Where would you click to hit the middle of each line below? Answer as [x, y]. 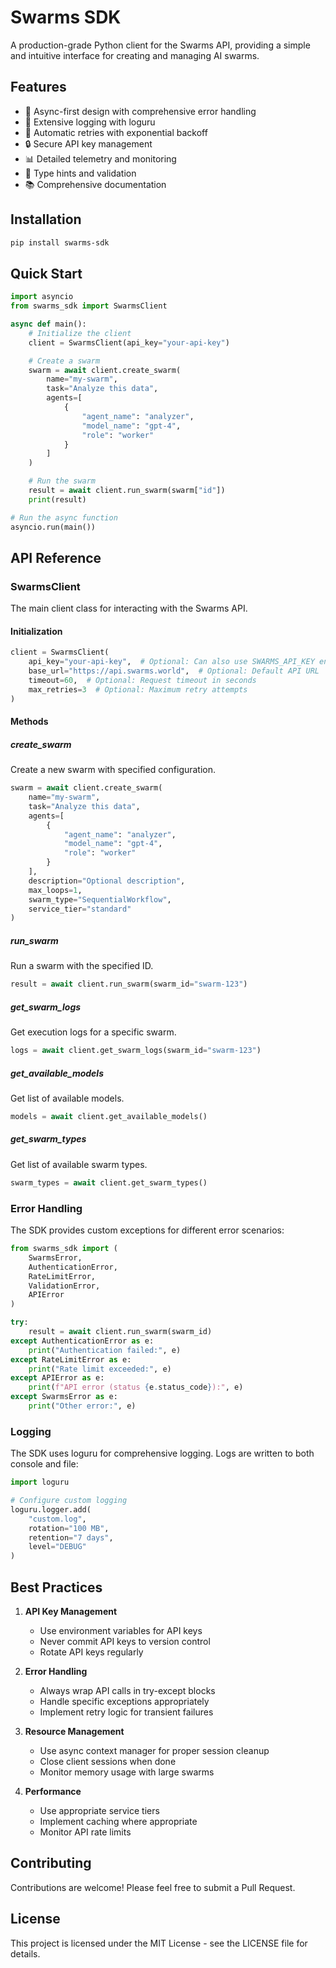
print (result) [57, 499]
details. [25, 1953]
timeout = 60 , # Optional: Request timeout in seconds [142, 681]
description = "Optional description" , [107, 881]
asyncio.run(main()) [53, 527]
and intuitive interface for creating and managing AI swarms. [135, 55]
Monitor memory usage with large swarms [127, 1772]
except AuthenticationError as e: [82, 1341]
